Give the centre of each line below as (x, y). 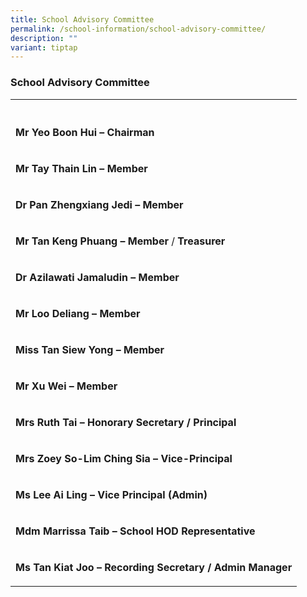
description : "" (44, 38)
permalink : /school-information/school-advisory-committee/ (138, 29)
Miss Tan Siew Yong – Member (90, 349)
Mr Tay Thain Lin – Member (81, 168)
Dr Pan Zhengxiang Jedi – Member (99, 204)
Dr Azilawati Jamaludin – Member (97, 277)
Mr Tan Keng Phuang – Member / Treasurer (120, 241)
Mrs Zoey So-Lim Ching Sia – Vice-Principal (124, 458)
